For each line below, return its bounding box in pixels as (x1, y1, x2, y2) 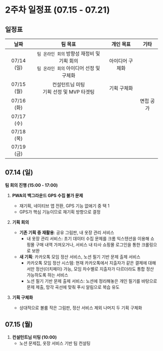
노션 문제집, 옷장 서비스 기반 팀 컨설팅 (19, 340, 91, 346)
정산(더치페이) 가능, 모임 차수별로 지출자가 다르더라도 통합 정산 (35, 266, 154, 272)
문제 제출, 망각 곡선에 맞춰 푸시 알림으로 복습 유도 (26, 284, 120, 290)
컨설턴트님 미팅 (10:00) (12, 334, 57, 340)
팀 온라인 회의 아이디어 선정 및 (37, 65, 100, 71)
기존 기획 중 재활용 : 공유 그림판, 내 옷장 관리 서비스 (19, 229, 114, 235)
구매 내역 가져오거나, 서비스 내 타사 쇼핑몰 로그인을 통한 (35, 241, 141, 248)
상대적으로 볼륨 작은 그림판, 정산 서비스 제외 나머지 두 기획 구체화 (19, 304, 142, 311)
